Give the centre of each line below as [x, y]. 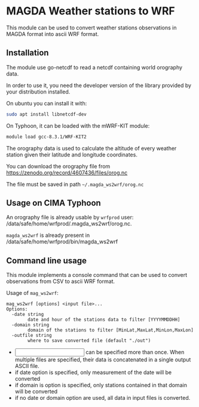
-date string [28, 315]
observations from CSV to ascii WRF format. [61, 281]
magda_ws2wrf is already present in [48, 236]
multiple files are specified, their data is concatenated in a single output [103, 360]
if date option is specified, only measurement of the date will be [93, 372]
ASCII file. [27, 366]
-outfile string [32, 336]
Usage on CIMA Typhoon [54, 203]
